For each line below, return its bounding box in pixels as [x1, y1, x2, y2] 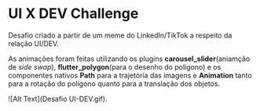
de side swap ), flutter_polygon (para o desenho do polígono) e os [8, 62, 222, 71]
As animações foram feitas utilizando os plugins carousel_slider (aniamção [8, 54, 251, 63]
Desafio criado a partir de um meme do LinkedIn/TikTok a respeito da [8, 30, 233, 40]
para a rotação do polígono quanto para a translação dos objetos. [8, 79, 221, 88]
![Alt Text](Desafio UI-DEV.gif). [8, 94, 108, 103]
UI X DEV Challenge [8, 5, 139, 23]
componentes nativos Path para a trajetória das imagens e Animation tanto [8, 70, 253, 80]
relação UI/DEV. [8, 38, 59, 48]
